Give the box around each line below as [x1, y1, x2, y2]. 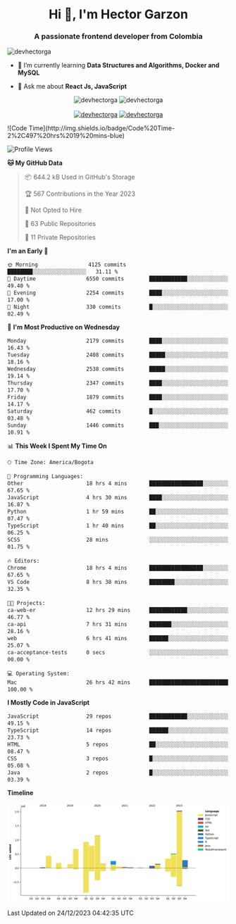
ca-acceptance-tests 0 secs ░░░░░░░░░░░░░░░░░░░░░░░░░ [7, 649, 229, 656]
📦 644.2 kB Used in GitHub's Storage [24, 173, 135, 182]
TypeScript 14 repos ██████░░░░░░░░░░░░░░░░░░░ [7, 727, 229, 735]
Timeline [7, 789, 34, 797]
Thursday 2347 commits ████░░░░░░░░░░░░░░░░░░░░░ [7, 380, 229, 387]
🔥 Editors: [7, 558, 40, 565]
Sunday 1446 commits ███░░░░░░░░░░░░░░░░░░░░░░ [7, 422, 229, 429]
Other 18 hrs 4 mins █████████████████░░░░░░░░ [7, 480, 229, 487]
